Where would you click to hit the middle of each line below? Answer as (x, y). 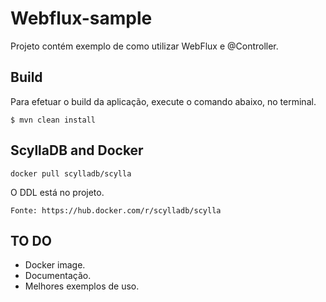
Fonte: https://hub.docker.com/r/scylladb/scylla (116, 210)
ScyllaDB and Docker (77, 150)
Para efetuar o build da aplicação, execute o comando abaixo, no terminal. (163, 101)
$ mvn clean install (53, 120)
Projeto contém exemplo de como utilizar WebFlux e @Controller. (144, 46)
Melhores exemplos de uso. (82, 286)
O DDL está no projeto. (57, 192)
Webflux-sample (81, 18)
